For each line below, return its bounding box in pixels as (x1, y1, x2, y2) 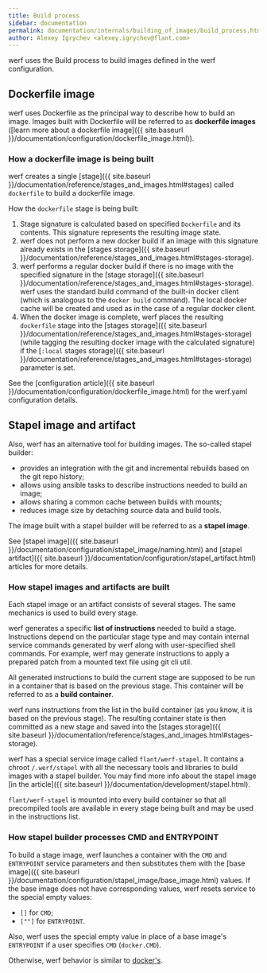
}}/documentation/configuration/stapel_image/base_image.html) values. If (8, 875, 250, 885)
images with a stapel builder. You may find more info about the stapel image (8, 771, 257, 780)
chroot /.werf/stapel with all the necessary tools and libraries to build (8, 763, 238, 773)
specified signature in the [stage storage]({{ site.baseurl (19, 270, 204, 279)
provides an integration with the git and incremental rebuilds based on (19, 463, 250, 473)
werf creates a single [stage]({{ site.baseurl (8, 172, 151, 181)
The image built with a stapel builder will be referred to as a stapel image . (8, 521, 250, 531)
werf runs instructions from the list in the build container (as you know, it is (8, 705, 253, 714)
